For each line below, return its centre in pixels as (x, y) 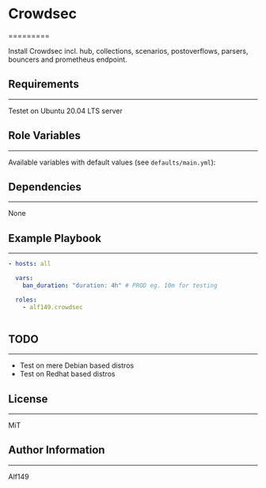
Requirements (44, 84)
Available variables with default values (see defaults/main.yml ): (112, 162)
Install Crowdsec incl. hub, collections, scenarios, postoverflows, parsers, (128, 51)
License (28, 399)
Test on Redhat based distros (67, 374)
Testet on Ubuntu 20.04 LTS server (65, 111)
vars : (25, 278)
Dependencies (45, 187)
